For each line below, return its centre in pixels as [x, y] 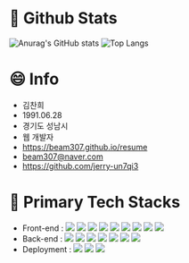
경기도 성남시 [45, 125]
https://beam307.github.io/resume [85, 147]
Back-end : [42, 238]
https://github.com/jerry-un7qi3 [80, 165]
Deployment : [47, 249]
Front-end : [43, 228]
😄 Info [34, 79]
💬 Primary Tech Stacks [95, 203]
